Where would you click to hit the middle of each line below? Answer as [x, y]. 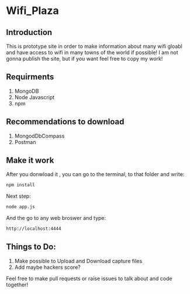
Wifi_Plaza [33, 11]
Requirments [30, 77]
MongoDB [27, 91]
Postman [25, 142]
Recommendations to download [65, 122]
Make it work [30, 161]
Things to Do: [31, 247]
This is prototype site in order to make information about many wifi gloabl [94, 46]
